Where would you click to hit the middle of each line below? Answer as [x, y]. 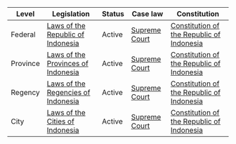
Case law [147, 14]
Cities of [61, 121]
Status [113, 14]
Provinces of [68, 64]
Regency [25, 92]
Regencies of [68, 92]
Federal [24, 34]
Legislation [71, 14]
